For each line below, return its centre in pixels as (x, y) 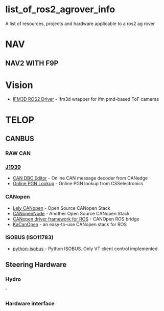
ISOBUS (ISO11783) (29, 237)
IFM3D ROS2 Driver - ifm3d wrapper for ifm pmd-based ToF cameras (86, 99)
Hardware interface (30, 304)
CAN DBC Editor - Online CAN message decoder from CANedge (80, 178)
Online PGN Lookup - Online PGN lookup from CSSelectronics (78, 184)
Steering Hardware (36, 265)
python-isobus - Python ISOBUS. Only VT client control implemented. (86, 249)
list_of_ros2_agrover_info (60, 9)
